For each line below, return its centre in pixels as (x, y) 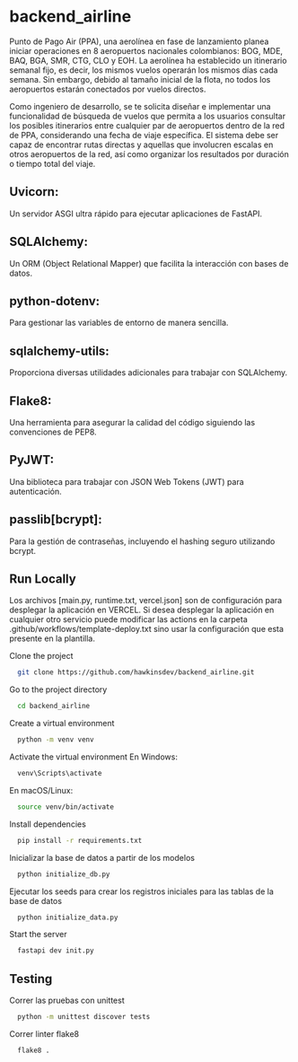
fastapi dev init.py (56, 951)
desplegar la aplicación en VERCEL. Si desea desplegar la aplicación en (142, 610)
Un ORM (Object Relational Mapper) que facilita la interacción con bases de (149, 263)
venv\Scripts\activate (60, 774)
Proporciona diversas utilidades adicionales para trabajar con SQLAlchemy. (149, 373)
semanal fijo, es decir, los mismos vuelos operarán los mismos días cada (144, 70)
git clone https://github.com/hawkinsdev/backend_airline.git (136, 672)
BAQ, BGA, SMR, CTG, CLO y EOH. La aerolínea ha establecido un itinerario (148, 60)
